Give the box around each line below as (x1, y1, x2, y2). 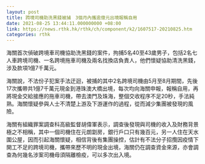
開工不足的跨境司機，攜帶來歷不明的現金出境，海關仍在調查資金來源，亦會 (6, 144, 193, 151)
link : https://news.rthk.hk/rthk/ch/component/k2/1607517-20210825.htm (6, 26, 192, 32)
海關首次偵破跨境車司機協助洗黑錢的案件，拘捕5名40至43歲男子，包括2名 (6, 49, 192, 57)
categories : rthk (6, 32, 51, 38)
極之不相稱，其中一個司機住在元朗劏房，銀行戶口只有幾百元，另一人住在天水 (6, 129, 199, 136)
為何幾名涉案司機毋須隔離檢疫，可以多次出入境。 (11, 151, 135, 159)
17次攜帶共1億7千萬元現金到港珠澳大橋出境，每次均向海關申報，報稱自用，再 (6, 85, 199, 92)
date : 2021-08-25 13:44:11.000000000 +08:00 (6, 20, 121, 26)
